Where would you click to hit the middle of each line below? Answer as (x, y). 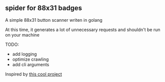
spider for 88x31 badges (44, 8)
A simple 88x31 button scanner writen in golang (54, 20)
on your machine (22, 35)
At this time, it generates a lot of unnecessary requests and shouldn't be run (83, 30)
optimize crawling (30, 59)
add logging (25, 54)
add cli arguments (31, 64)
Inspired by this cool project (34, 74)
